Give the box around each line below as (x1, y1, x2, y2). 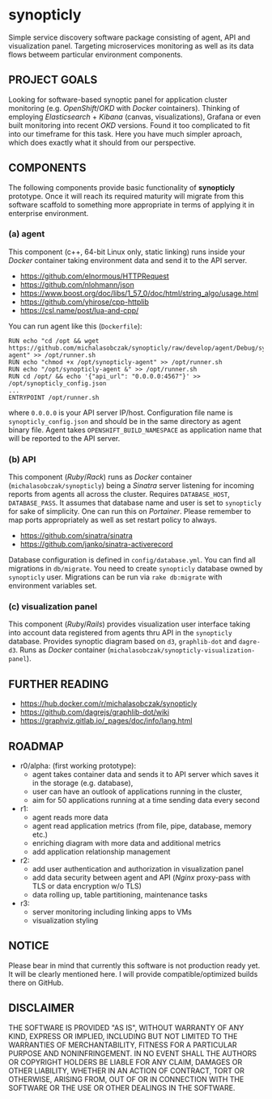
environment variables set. (8, 581, 97, 591)
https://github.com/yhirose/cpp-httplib (19, 297, 150, 307)
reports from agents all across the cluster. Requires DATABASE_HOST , (8, 490, 231, 499)
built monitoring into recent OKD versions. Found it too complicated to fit (8, 120, 250, 130)
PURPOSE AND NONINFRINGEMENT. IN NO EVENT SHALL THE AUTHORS (8, 1048, 257, 1058)
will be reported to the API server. (8, 433, 121, 443)
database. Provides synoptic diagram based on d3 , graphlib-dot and (8, 637, 237, 647)
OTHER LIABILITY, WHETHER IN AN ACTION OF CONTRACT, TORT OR (8, 1066, 244, 1076)
